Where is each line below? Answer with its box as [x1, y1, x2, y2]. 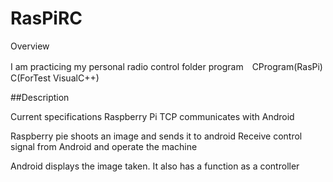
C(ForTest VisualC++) [10, 72, 100, 84]
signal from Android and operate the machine [10, 140, 198, 152]
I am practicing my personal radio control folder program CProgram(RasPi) [10, 60, 323, 72]
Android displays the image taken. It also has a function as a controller [10, 160, 300, 172]
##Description [10, 91, 70, 103]
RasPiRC [10, 7, 83, 30]
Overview [10, 40, 50, 52]
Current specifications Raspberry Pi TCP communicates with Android [10, 110, 295, 122]
